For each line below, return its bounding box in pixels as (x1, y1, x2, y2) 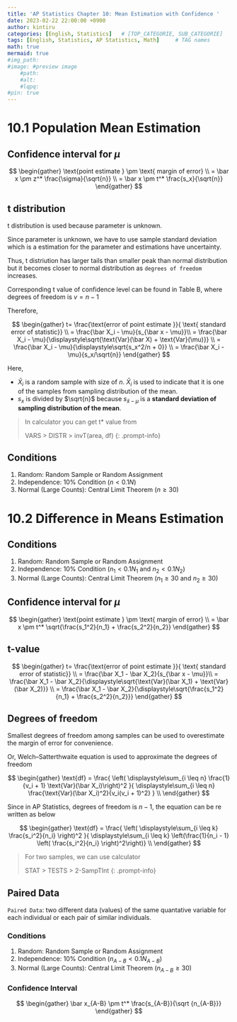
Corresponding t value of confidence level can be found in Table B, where (7, 285, 223, 293)
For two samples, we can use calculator (24, 853, 141, 861)
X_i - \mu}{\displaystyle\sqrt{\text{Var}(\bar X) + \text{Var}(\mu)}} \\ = (16, 335, 221, 344)
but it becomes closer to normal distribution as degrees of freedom (7, 264, 202, 272)
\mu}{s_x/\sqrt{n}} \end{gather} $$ (67, 350, 170, 359)
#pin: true (7, 89, 40, 96)
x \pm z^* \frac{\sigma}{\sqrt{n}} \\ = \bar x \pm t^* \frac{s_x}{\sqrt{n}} (14, 174, 224, 183)
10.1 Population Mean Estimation (7, 120, 201, 136)
